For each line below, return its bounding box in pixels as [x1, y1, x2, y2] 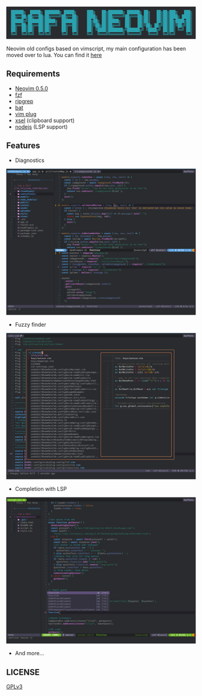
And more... [14, 650, 44, 657]
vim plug [14, 110, 37, 117]
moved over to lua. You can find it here [6, 52, 102, 59]
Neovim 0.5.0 [14, 85, 48, 92]
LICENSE [6, 667, 40, 677]
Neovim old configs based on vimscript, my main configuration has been [6, 45, 186, 52]
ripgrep [14, 97, 34, 105]
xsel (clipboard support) [14, 117, 75, 124]
